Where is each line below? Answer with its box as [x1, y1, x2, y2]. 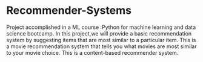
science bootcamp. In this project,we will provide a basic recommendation [6, 29, 192, 37]
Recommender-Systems [6, 4, 132, 17]
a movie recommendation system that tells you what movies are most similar [6, 43, 197, 50]
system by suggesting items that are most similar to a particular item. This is [6, 36, 196, 43]
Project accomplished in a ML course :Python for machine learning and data [6, 23, 196, 31]
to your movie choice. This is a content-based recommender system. [6, 49, 179, 56]
